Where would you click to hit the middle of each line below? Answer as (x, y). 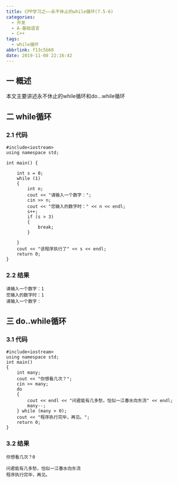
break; (46, 227)
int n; (35, 189)
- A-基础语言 (26, 28)
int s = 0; (30, 174)
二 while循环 (29, 117)
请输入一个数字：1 (25, 289)
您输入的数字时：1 (25, 295)
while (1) (29, 179)
